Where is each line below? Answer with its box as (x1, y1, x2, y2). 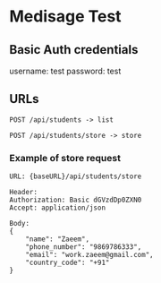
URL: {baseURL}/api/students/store (9, 172, 142, 181)
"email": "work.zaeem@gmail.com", (25, 251, 154, 260)
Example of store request (9, 151, 121, 164)
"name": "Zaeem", (25, 235, 90, 244)
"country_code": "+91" (25, 258, 110, 268)
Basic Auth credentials (9, 42, 139, 57)
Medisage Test (9, 6, 123, 27)
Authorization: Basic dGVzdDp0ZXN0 (9, 195, 142, 205)
